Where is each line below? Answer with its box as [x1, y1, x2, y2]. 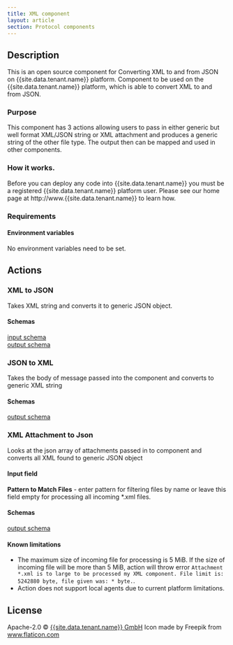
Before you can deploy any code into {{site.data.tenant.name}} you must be [7, 179, 225, 187]
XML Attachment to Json [7, 430, 93, 440]
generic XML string [7, 381, 63, 390]
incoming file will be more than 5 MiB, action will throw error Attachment [17, 563, 223, 572]
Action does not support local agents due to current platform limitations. [17, 584, 225, 593]
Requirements [7, 211, 57, 221]
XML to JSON [7, 285, 54, 295]
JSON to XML [7, 357, 54, 367]
